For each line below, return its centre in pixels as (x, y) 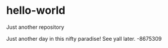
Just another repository (35, 27)
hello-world (36, 10)
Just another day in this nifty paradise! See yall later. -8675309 (84, 38)
